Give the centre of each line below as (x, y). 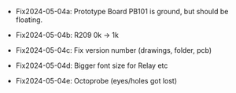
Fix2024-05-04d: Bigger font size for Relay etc (92, 65)
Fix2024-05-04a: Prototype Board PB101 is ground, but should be (122, 11)
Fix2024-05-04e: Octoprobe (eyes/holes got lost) (96, 81)
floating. (29, 20)
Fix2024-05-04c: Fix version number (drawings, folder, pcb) (114, 50)
